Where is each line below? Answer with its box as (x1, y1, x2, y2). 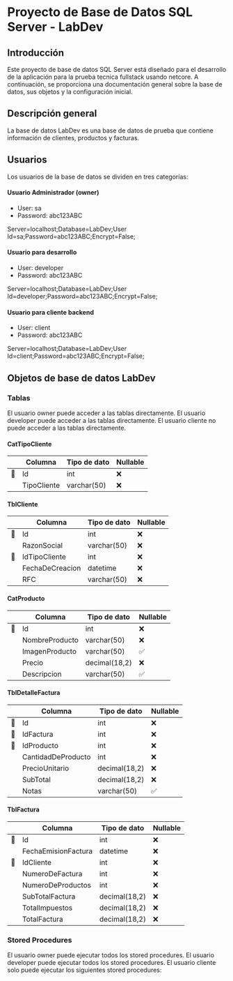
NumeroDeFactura (22, 869, 83, 878)
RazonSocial (22, 541, 63, 551)
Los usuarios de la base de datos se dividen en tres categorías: (7, 172, 188, 181)
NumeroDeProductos (22, 880, 92, 890)
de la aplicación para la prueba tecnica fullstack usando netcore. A (7, 73, 199, 81)
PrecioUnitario (22, 763, 70, 773)
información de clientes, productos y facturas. (7, 133, 140, 142)
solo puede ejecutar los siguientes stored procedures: (7, 966, 162, 974)
